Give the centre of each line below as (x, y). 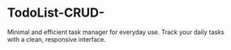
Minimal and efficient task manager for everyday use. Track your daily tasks (116, 32)
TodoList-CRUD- (56, 13)
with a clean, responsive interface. (57, 39)
